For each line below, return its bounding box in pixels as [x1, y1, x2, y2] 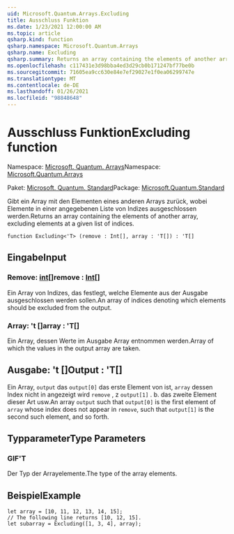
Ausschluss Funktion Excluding [7, 125, 191, 140]
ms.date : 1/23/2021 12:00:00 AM [7, 23, 101, 30]
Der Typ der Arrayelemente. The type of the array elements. [7, 469, 178, 478]
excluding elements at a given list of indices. [7, 219, 134, 228]
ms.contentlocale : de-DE [7, 82, 79, 89]
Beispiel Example [7, 489, 81, 501]
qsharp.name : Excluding [7, 50, 77, 57]
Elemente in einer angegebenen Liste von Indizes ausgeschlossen [7, 204, 197, 213]
